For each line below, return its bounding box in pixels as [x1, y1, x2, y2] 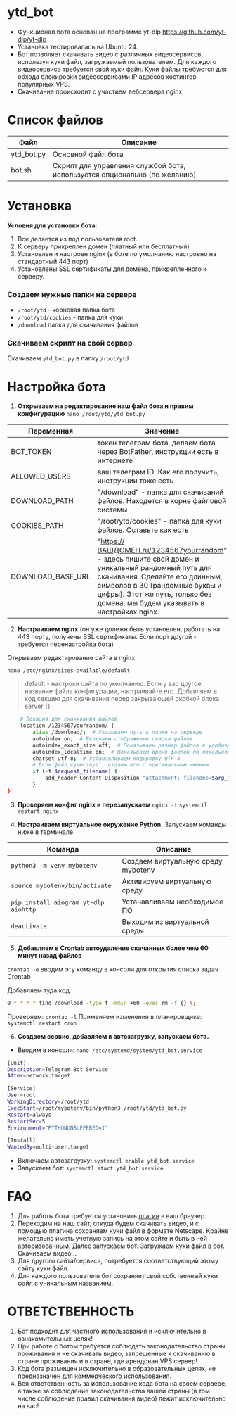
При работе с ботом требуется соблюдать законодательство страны [17, 1342, 226, 1351]
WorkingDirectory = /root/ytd [7, 1099, 90, 1106]
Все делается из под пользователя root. [17, 234, 138, 243]
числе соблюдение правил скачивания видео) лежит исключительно [17, 1394, 226, 1403]
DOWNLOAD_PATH [11, 496, 74, 506]
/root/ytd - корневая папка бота [17, 305, 116, 314]
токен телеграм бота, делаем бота [97, 438, 216, 448]
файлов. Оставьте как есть [97, 525, 190, 535]
